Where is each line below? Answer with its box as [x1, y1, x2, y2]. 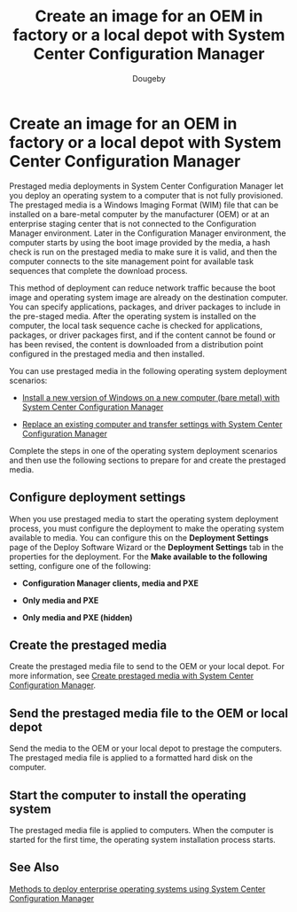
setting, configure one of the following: [9, 560, 152, 571]
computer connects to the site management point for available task [9, 255, 254, 267]
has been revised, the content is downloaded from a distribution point [9, 339, 264, 349]
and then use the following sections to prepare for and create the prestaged [9, 455, 286, 465]
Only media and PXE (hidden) [21, 612, 133, 622]
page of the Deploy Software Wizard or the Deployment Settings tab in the [9, 542, 284, 552]
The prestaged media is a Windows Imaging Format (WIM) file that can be [9, 199, 279, 210]
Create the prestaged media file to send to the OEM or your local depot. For [9, 661, 285, 672]
